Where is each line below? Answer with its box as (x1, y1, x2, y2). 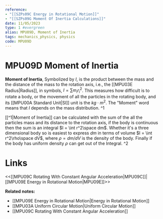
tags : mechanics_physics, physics (5, 35, 76, 40)
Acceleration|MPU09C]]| (97, 174, 148, 179)
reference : (5, 7, 27, 12)
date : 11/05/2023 (5, 21, 41, 26)
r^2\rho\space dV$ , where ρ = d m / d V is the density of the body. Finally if (5, 135, 152, 141)
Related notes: (5, 188, 35, 194)
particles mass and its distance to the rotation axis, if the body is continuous (5, 119, 159, 125)
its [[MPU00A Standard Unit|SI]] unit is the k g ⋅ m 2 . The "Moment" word (5, 99, 149, 106)
